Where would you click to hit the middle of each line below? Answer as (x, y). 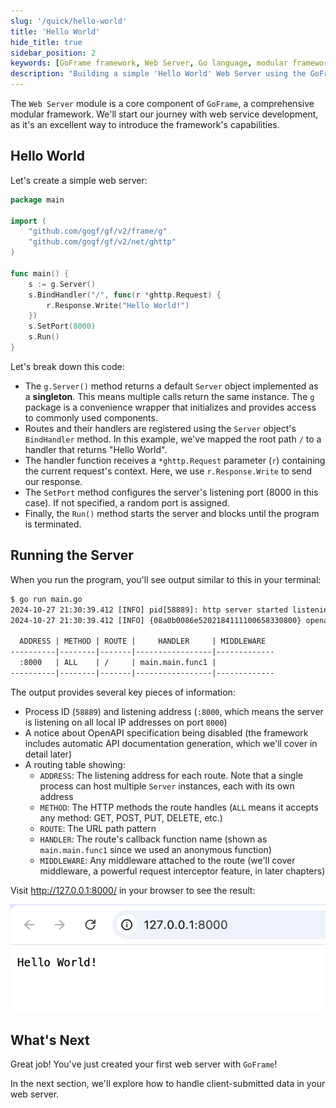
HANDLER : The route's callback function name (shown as (153, 839)
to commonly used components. (91, 417)
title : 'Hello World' (55, 31)
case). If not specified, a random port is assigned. (127, 502)
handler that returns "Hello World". (96, 449)
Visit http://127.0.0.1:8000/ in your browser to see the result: (133, 890)
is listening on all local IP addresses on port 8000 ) (126, 722)
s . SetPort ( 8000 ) (62, 326)
